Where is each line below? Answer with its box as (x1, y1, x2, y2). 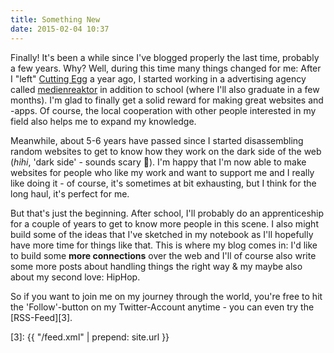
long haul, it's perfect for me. (10, 187, 130, 200)
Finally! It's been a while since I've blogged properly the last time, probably (10, 51, 320, 63)
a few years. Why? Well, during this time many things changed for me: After (10, 62, 322, 74)
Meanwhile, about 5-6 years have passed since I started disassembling (10, 134, 304, 146)
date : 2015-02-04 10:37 (10, 24, 110, 34)
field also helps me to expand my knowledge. (10, 115, 197, 127)
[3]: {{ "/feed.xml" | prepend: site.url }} (10, 331, 170, 343)
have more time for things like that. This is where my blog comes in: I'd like (10, 239, 318, 251)
